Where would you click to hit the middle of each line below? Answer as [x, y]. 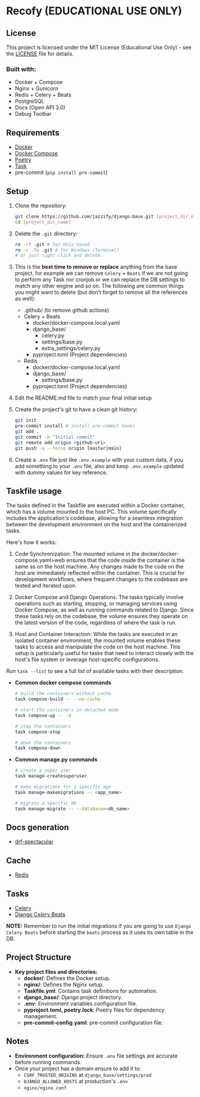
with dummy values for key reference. [61, 472]
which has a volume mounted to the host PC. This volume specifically [91, 512]
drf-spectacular [34, 842]
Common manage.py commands [56, 760]
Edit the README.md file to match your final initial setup [83, 398]
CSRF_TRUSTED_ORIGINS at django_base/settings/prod [87, 1075]
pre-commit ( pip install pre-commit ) [61, 173]
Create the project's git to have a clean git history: [76, 410]
